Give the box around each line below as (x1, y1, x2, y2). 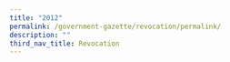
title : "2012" (9, 13, 64, 23)
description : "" (9, 30, 71, 39)
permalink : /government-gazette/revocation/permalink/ (9, 22, 222, 31)
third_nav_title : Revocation (9, 38, 120, 48)
